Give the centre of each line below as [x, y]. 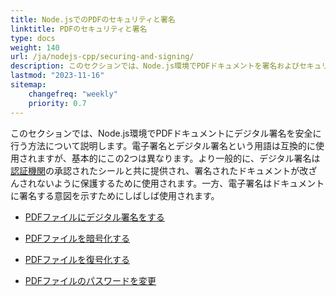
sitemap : [28, 85]
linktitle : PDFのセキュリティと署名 [79, 29]
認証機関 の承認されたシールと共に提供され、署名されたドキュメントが [155, 170]
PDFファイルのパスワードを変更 [90, 280]
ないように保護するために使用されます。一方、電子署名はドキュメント [180, 183]
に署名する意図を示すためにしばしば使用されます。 [115, 195]
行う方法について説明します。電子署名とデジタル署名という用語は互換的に [163, 145]
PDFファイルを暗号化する [77, 238]
